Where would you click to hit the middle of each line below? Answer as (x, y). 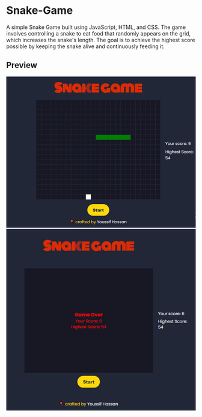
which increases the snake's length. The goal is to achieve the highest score (101, 40)
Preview (22, 65)
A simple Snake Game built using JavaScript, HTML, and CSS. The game (96, 27)
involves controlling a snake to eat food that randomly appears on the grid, (99, 33)
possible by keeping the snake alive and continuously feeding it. (86, 46)
